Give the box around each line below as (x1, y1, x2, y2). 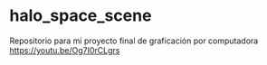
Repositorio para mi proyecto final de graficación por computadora (9, 35, 259, 46)
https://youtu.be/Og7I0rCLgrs (9, 44, 120, 55)
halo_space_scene (9, 5, 152, 26)
